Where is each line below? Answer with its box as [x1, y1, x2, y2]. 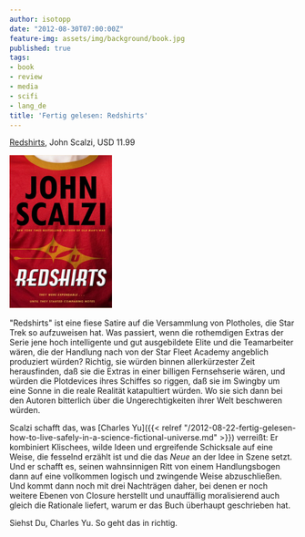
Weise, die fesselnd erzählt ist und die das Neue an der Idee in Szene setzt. [9, 451, 293, 462]
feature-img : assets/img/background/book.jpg [9, 34, 185, 43]
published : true [9, 44, 71, 53]
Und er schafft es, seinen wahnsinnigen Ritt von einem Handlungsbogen [9, 461, 280, 472]
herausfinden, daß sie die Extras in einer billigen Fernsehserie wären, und [9, 366, 286, 377]
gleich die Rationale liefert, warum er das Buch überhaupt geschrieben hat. [9, 500, 291, 511]
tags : [9, 53, 30, 63]
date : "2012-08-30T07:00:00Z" [9, 24, 125, 34]
